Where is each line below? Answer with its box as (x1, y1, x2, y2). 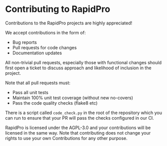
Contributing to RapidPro (5, 3, 111, 15)
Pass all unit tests (12, 89, 49, 95)
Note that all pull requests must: (5, 80, 71, 86)
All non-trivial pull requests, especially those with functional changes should (5, 59, 162, 65)
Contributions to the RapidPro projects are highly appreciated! (5, 20, 133, 26)
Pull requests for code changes (12, 44, 77, 50)
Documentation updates (12, 50, 62, 56)
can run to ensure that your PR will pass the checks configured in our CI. (5, 115, 155, 121)
